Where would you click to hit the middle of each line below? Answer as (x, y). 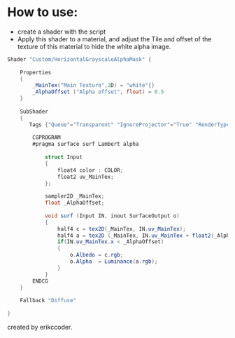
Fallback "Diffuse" (48, 301)
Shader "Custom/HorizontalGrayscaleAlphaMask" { (79, 59)
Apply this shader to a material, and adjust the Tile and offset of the (114, 39)
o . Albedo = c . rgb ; (97, 255)
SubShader (34, 111)
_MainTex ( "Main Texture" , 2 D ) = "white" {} (94, 86)
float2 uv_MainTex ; (85, 177)
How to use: (43, 12)
